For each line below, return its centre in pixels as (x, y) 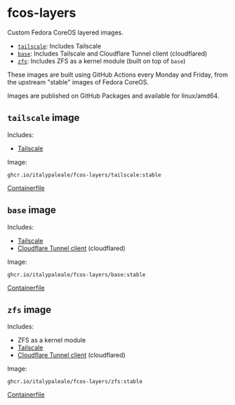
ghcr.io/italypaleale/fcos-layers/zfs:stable (75, 382)
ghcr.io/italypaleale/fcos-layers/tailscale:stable (84, 175)
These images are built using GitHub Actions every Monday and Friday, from (117, 75)
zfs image (29, 310)
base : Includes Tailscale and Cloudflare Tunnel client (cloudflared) (112, 53)
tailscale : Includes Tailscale (59, 46)
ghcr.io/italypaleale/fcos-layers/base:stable (76, 275)
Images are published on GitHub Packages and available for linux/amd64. (113, 96)
